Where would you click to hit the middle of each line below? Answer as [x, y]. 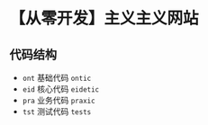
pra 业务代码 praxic [59, 100]
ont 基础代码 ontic [57, 78]
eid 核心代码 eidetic [61, 89]
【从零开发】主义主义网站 [104, 18]
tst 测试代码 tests [57, 112]
